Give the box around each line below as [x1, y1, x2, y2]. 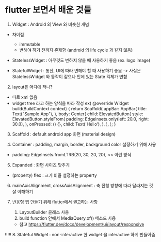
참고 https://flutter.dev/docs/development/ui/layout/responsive [19, 221, 145, 227]
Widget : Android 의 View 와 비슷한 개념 [12, 21, 89, 27]
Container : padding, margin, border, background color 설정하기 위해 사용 [12, 141, 156, 147]
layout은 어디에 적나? [12, 84, 53, 90]
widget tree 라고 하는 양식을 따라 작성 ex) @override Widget [12, 100, 129, 106]
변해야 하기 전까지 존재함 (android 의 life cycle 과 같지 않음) [19, 47, 133, 53]
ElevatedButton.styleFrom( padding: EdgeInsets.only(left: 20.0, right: [12, 116, 149, 121]
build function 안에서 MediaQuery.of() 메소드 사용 [19, 215, 116, 221]
